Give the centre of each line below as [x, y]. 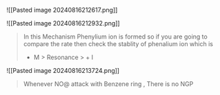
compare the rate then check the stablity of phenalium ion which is [118, 44]
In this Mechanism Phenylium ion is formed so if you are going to [115, 36]
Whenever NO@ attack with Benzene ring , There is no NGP [108, 84]
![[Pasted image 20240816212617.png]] [62, 10]
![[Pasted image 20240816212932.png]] [63, 23]
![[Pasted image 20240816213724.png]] [63, 71]
